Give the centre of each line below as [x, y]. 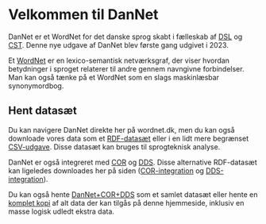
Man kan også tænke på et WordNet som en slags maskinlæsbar [114, 77]
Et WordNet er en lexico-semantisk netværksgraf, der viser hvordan [119, 60]
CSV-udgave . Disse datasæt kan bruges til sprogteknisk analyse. [114, 147]
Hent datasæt [42, 111]
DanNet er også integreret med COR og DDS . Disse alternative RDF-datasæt [133, 162]
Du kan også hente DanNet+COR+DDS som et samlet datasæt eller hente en [133, 194]
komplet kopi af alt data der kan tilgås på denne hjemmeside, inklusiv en [126, 203]
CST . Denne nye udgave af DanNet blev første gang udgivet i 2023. [118, 44]
